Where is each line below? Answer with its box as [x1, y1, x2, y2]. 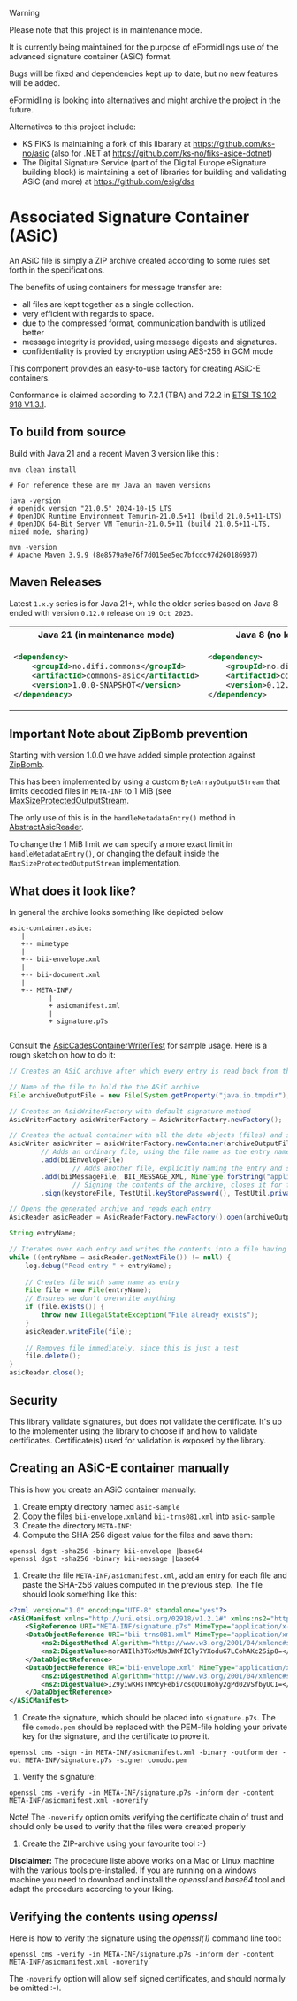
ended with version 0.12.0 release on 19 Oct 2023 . [9, 607, 194, 618]
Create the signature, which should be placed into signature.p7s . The [21, 1712, 276, 1723]
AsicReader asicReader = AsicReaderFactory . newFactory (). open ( [9, 1212, 247, 1222]
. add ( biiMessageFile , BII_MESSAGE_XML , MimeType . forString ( [41, 1172, 267, 1181]
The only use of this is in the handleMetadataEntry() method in [9, 812, 236, 823]
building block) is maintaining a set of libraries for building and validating [21, 167, 287, 177]
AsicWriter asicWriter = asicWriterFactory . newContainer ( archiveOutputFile [9, 1139, 294, 1149]
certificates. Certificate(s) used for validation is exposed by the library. [9, 1435, 267, 1445]
